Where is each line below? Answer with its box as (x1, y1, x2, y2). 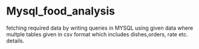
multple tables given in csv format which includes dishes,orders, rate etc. (6, 30, 188, 38)
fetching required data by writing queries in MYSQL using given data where (6, 24, 194, 31)
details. (6, 37, 25, 44)
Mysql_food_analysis (6, 4, 115, 18)
